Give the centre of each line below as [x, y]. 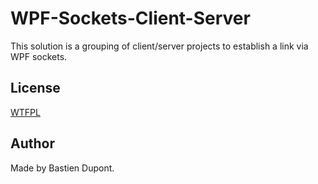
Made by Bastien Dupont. [62, 168]
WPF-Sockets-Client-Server [130, 18]
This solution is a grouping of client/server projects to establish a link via [159, 46]
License [35, 88]
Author [32, 143]
